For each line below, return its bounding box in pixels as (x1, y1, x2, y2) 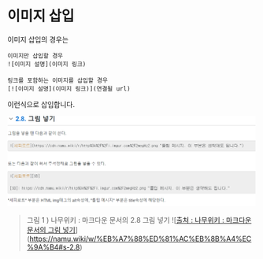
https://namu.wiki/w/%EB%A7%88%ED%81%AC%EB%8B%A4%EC (29, 234, 252, 243)
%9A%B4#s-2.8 (26, 242, 80, 252)
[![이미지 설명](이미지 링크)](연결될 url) (7, 84, 131, 93)
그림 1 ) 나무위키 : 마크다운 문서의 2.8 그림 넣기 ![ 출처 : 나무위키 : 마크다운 (26, 215, 252, 224)
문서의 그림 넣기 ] (26, 225, 78, 235)
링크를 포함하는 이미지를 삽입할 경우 (7, 76, 108, 84)
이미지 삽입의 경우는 (7, 35, 69, 44)
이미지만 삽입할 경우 (7, 52, 64, 60)
